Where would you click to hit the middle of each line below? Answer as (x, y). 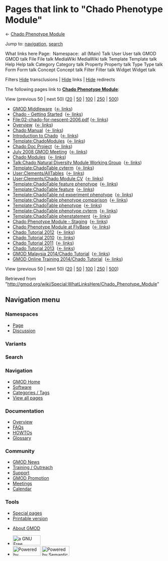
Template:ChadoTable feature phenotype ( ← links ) (65, 184)
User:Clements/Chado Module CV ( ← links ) (58, 178)
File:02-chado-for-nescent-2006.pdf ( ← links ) (60, 119)
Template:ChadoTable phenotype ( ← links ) (57, 205)
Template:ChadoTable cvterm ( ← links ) (53, 168)
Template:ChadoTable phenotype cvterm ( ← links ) (65, 211)
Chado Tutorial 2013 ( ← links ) (44, 248)
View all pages (28, 398)
